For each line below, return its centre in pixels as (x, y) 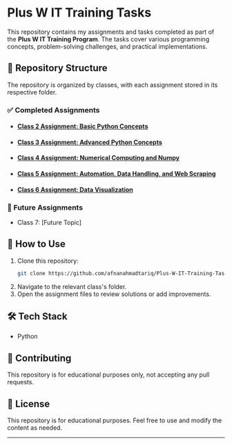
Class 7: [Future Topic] (49, 222)
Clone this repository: (48, 261)
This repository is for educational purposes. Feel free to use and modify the (115, 421)
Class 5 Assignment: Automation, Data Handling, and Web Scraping (116, 174)
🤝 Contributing (39, 358)
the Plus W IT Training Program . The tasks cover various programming (108, 39)
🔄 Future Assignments (45, 207)
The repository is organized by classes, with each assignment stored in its (113, 85)
